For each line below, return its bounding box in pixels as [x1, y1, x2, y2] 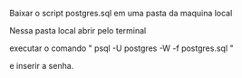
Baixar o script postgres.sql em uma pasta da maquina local [9, 8, 233, 18]
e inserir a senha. [9, 61, 74, 71]
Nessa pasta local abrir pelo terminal [9, 25, 147, 35]
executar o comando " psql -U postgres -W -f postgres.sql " [9, 43, 234, 54]
